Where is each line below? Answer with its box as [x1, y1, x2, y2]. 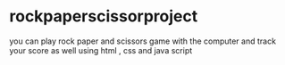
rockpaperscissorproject [9, 6, 198, 27]
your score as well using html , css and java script [9, 45, 193, 55]
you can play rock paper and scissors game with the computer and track [9, 36, 277, 46]
